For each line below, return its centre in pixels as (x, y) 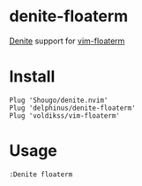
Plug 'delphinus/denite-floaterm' (73, 108)
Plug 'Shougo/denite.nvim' (59, 100)
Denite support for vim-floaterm (67, 41)
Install (32, 77)
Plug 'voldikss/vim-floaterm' (65, 116)
